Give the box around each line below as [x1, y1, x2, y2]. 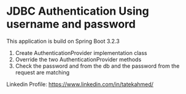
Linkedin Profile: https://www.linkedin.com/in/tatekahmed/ [6, 81, 153, 88]
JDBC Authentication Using [6, 4, 149, 18]
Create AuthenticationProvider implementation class [15, 49, 147, 56]
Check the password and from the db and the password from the [15, 62, 180, 70]
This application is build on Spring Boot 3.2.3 [6, 37, 120, 45]
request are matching [15, 68, 70, 76]
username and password [6, 17, 136, 31]
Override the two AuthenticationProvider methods [15, 56, 142, 63]
